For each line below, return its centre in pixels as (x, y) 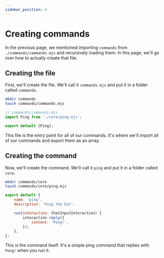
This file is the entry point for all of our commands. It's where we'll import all (82, 135)
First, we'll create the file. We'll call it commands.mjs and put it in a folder (77, 85)
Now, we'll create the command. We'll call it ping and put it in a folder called (81, 167)
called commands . (21, 90)
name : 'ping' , (28, 200)
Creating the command (41, 156)
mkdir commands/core (26, 182)
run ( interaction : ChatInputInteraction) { (58, 213)
